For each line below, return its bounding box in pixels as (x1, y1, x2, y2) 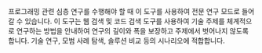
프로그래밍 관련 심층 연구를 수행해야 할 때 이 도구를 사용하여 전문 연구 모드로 (8, 7, 241, 16)
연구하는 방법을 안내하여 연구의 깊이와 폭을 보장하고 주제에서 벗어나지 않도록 (16, 26, 249, 35)
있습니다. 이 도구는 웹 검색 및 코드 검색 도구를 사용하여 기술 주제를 (24, 16, 225, 26)
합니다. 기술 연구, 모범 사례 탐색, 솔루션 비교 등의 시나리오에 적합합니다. (8, 36, 225, 45)
